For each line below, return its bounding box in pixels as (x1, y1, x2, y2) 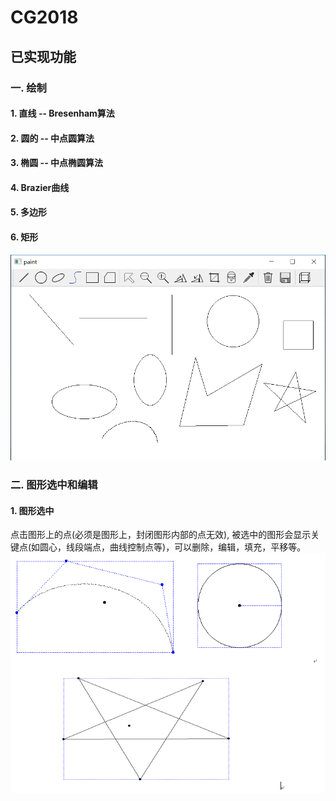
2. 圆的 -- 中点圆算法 (10, 132, 95, 144)
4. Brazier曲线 (10, 181, 70, 193)
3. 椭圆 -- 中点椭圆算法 (10, 157, 104, 169)
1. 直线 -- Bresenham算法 (10, 107, 115, 120)
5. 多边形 (10, 206, 47, 218)
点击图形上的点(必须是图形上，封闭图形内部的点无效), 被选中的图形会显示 (10, 529, 312, 541)
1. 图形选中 (10, 504, 55, 516)
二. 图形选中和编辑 (10, 478, 98, 492)
